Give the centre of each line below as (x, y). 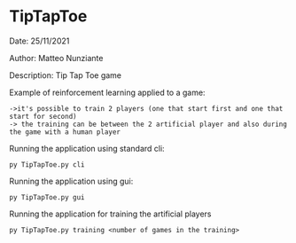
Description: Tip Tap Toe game (66, 75)
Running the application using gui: (71, 181)
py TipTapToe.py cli (47, 165)
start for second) (43, 116)
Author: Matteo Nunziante (56, 58)
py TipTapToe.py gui (47, 197)
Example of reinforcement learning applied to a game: (107, 92)
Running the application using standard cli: (87, 148)
